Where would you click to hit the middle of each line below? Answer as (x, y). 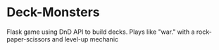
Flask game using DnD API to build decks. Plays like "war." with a (101, 32)
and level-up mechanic (85, 39)
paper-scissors (29, 39)
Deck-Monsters (53, 12)
